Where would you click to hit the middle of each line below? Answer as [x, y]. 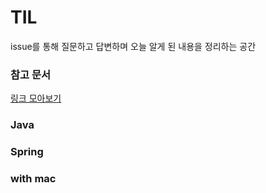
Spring [27, 152]
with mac [33, 178]
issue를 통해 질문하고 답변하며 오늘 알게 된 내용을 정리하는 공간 [133, 46]
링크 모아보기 [36, 98]
